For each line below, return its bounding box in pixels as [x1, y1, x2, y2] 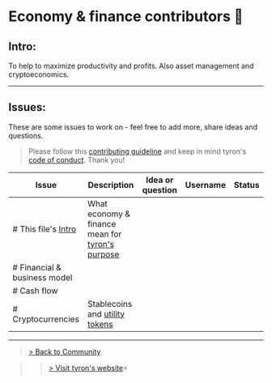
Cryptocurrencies [12, 313, 79, 325]
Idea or [145, 174, 174, 185]
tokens [87, 318, 113, 330]
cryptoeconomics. [8, 70, 70, 79]
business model [12, 271, 73, 283]
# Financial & [12, 262, 62, 273]
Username [185, 179, 227, 190]
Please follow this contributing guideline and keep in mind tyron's [28, 146, 247, 156]
